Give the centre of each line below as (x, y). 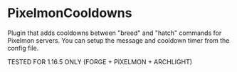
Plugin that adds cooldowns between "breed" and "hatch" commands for (115, 33)
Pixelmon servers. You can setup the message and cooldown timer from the (118, 40)
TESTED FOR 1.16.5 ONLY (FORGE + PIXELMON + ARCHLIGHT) (100, 61)
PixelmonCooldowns (70, 13)
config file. (23, 48)
